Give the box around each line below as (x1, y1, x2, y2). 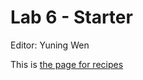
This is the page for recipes (10, 58, 124, 70)
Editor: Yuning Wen (10, 39, 90, 51)
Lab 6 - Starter (10, 6, 133, 29)
